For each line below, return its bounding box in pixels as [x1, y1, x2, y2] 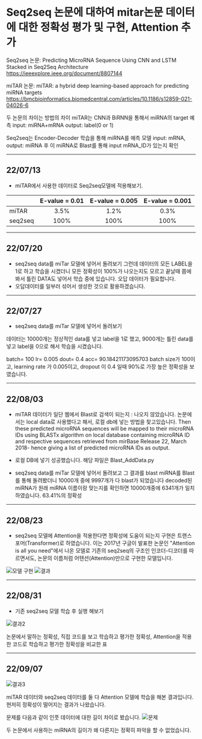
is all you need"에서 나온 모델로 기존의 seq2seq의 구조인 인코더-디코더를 [14, 547, 188, 554]
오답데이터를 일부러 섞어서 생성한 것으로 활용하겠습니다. [14, 282, 145, 290]
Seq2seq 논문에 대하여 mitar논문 [6, 5, 164, 19]
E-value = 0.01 [40, 196, 84, 205]
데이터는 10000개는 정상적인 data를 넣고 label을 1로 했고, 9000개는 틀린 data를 [6, 335, 194, 342]
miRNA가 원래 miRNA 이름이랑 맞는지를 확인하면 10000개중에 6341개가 [14, 484, 184, 491]
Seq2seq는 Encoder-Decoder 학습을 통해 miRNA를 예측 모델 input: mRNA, [6, 134, 186, 141]
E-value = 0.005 [90, 196, 138, 205]
